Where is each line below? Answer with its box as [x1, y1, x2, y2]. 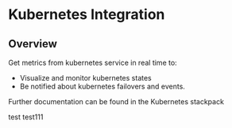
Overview [8, 37, 58, 51]
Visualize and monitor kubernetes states [19, 73, 153, 82]
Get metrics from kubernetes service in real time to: [8, 58, 177, 67]
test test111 [8, 112, 44, 122]
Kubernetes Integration [8, 6, 165, 24]
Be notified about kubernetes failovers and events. [19, 81, 185, 91]
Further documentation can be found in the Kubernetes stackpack [8, 97, 225, 106]
